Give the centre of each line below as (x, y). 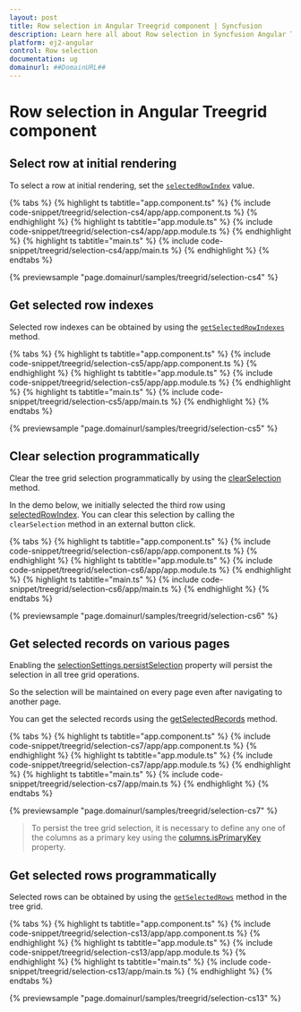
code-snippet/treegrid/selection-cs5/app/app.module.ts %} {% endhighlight (150, 382)
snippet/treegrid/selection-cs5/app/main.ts (89, 401)
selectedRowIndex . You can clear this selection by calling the (122, 514)
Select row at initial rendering (93, 163)
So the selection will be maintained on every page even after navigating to (146, 692)
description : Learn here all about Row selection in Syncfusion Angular (148, 34)
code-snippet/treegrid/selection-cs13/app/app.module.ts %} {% (128, 952)
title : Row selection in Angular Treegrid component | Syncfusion (136, 26)
